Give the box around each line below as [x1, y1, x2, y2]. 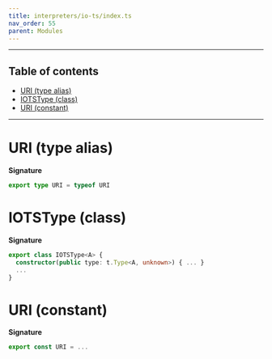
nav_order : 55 [8, 19, 57, 27]
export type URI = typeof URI [8, 181, 111, 190]
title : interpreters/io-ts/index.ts [8, 11, 132, 20]
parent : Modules [8, 27, 63, 35]
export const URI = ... [8, 343, 89, 352]
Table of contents [8, 64, 99, 78]
